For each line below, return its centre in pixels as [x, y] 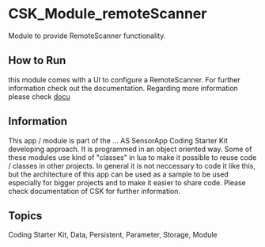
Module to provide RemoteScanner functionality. [87, 36]
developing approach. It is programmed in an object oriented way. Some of [130, 149]
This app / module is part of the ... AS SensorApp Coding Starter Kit [118, 140]
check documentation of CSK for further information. [94, 191]
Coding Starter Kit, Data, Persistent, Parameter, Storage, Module [113, 235]
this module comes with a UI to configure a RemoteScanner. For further [124, 79]
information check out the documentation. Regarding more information [123, 88]
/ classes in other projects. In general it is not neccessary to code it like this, [132, 165]
